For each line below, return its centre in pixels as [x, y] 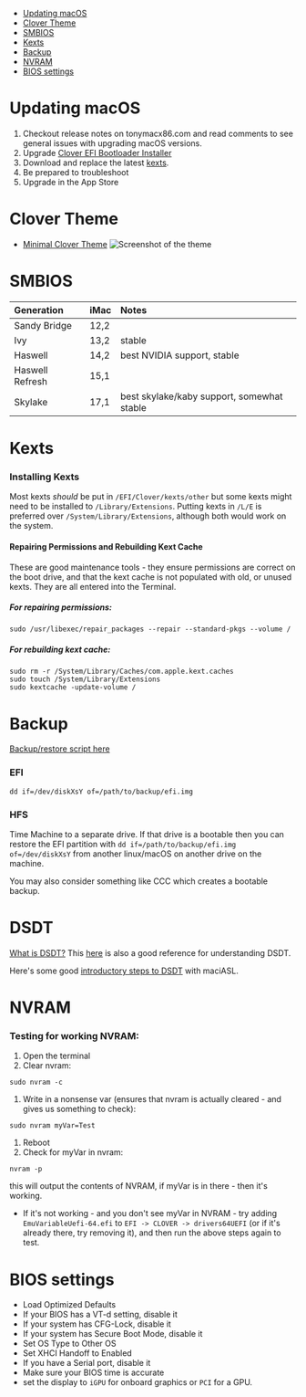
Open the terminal [56, 1056]
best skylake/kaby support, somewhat [202, 396]
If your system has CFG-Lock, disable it [97, 1324]
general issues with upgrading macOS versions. [112, 143]
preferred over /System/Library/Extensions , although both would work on [148, 516]
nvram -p [26, 1169]
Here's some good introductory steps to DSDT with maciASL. [124, 971]
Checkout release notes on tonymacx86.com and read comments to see [158, 133]
